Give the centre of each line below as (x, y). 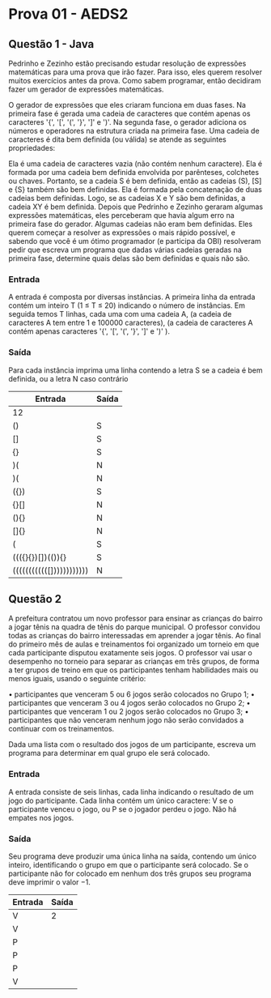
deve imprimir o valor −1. (50, 882)
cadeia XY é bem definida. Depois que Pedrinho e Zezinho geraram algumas (136, 207)
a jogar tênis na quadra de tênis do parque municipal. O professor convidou (134, 627)
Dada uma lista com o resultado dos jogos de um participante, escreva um (132, 744)
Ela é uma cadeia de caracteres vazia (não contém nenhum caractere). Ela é (135, 164)
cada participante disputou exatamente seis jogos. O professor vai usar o (131, 653)
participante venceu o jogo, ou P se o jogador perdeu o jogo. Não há (123, 809)
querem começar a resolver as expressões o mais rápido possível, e (122, 232)
